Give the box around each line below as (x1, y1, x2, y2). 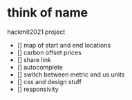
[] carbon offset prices (17, 48, 82, 57)
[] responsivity (17, 85, 59, 93)
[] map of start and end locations (17, 41, 111, 49)
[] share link (17, 55, 52, 63)
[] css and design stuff (17, 77, 82, 86)
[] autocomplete (17, 63, 64, 71)
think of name (7, 5, 88, 21)
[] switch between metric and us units (17, 70, 125, 79)
